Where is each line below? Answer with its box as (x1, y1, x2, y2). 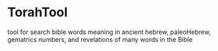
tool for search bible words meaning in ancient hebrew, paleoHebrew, (7, 28, 212, 36)
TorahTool (7, 4, 68, 21)
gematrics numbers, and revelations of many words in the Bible (7, 35, 193, 43)
